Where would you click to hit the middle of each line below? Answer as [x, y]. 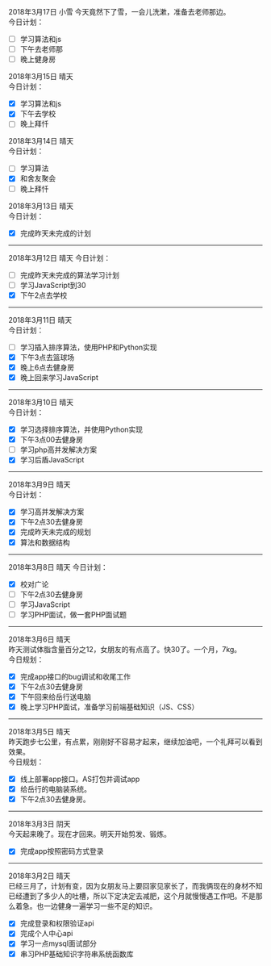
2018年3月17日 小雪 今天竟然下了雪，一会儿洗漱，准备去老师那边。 [119, 12]
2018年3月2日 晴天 [40, 876]
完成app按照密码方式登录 [62, 851]
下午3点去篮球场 [47, 357]
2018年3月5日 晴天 [40, 732]
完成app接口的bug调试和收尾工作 [75, 676]
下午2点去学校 [44, 295]
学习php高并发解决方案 [58, 450]
